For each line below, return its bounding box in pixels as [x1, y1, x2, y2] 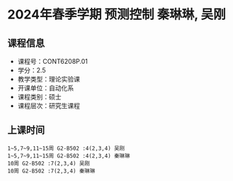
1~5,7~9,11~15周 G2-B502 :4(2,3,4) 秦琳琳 [7, 152, 130, 160]
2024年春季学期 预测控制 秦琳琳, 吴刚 [7, 6, 227, 23]
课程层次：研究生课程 [17, 102, 80, 110]
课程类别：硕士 [17, 93, 62, 101]
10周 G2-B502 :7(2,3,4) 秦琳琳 [7, 168, 96, 175]
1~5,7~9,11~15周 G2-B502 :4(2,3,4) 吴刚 [7, 145, 125, 152]
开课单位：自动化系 [17, 84, 74, 92]
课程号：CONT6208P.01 [17, 57, 89, 65]
